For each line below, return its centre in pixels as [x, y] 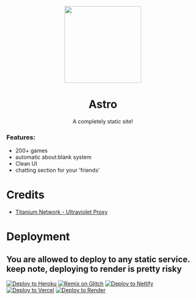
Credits [25, 195]
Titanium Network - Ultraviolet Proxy [62, 212]
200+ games [31, 151]
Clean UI [26, 164]
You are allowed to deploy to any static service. [98, 259]
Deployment [38, 237]
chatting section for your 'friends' [58, 170]
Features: [21, 137]
